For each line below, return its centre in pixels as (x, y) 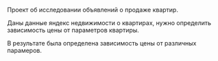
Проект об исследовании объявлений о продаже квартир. (93, 10)
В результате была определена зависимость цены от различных (102, 43)
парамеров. (25, 50)
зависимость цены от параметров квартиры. (73, 30)
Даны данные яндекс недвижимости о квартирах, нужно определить (109, 23)
